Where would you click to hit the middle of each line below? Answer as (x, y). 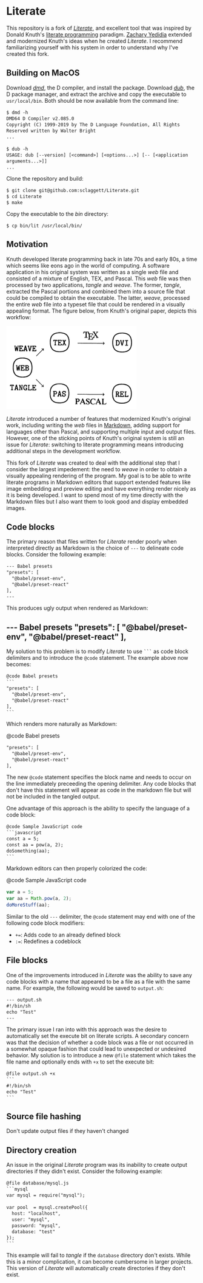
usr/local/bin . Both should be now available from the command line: (92, 100)
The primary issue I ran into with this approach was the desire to (87, 1029)
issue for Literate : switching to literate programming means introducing (95, 444)
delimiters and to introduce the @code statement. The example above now (98, 658)
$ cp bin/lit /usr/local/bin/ (45, 226)
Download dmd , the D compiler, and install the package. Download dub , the (101, 88)
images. (16, 508)
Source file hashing (44, 1117)
